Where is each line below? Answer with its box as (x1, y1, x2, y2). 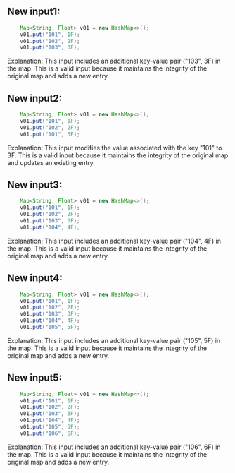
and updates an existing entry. (7, 158, 95, 167)
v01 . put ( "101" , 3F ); (20, 131, 80, 138)
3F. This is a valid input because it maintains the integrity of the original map (7, 151, 229, 160)
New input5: (7, 372, 62, 384)
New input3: (7, 179, 63, 191)
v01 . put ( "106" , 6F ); (20, 430, 80, 437)
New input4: (7, 272, 63, 285)
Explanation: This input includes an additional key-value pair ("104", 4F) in (7, 236, 222, 245)
